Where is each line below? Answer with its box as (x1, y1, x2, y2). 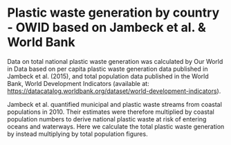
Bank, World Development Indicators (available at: (7, 79, 150, 87)
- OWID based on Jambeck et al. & (7, 19, 206, 35)
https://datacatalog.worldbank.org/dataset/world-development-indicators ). (7, 87, 221, 95)
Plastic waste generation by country (7, 5, 220, 21)
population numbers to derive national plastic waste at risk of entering (7, 114, 207, 123)
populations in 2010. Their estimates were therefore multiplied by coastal (7, 108, 214, 116)
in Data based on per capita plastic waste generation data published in (7, 65, 208, 73)
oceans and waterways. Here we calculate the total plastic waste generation (7, 122, 225, 130)
